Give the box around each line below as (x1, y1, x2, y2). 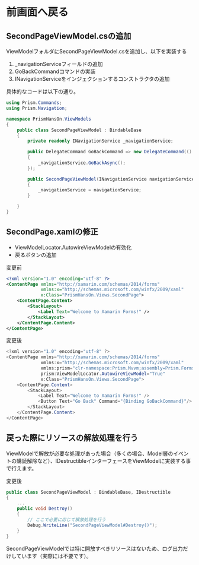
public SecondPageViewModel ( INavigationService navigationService (27, 176, 195, 182)
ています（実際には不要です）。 (16, 552, 92, 559)
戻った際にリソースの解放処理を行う (6, 433, 138, 443)
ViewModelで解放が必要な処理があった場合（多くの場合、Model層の (6, 450, 174, 457)
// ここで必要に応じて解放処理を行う (27, 517, 107, 523)
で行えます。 (6, 465, 37, 472)
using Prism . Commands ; (6, 100, 62, 106)
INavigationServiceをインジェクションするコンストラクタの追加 (14, 75, 170, 82)
